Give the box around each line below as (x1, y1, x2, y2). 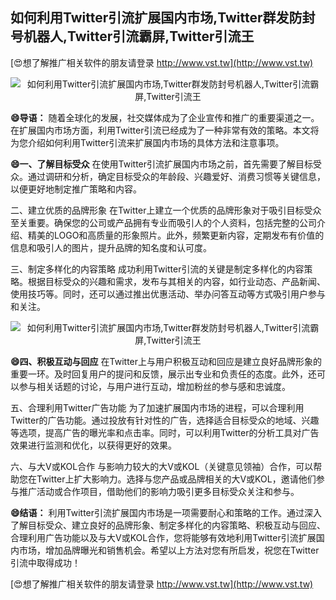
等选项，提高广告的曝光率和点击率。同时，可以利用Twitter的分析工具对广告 (10, 426, 320, 438)
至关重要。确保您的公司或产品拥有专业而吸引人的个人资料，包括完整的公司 (10, 216, 317, 228)
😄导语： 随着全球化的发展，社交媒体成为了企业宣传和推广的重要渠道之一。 (10, 111, 320, 123)
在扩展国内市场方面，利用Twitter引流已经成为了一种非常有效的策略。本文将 (10, 124, 320, 136)
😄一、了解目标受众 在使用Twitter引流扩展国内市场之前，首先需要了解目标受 (10, 158, 323, 170)
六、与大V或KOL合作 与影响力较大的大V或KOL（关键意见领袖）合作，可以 (10, 460, 314, 472)
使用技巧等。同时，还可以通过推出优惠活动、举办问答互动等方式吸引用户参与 (10, 288, 326, 300)
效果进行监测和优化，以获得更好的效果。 (10, 439, 177, 451)
